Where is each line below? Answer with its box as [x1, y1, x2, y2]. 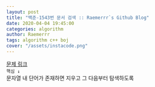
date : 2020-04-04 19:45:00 [6, 20, 74, 26]
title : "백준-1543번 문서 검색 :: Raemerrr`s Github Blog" [6, 15, 150, 21]
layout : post [6, 9, 39, 15]
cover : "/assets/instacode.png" [6, 43, 88, 49]
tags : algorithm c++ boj [6, 37, 69, 43]
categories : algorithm [6, 26, 64, 32]
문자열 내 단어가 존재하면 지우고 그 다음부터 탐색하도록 [6, 74, 134, 82]
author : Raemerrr [6, 32, 50, 38]
